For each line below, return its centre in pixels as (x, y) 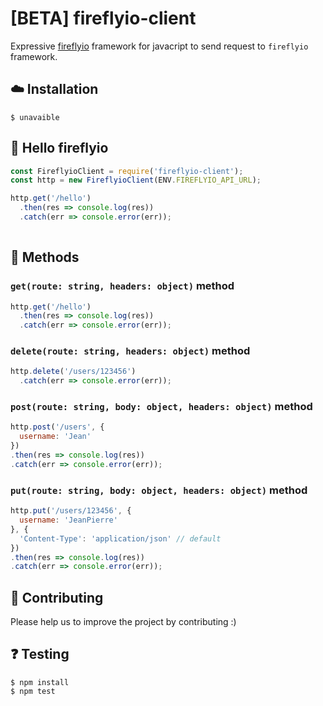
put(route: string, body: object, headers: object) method (159, 490)
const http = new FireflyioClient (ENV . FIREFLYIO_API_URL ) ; (136, 180)
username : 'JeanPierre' (68, 520)
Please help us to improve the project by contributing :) (123, 622)
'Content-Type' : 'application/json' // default (120, 538)
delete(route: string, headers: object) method (130, 351)
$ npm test (33, 691)
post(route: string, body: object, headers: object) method (161, 407)
